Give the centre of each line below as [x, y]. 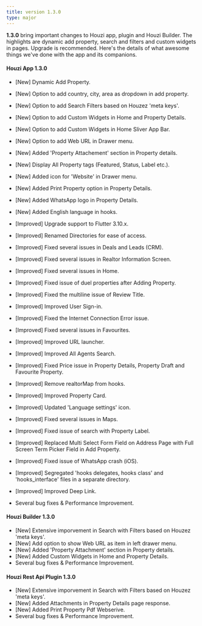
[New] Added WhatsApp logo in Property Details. [77, 200]
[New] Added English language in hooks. [66, 212]
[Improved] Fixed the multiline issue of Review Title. [80, 294]
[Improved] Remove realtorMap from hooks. [70, 383]
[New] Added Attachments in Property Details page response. [92, 603]
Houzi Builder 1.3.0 [31, 517]
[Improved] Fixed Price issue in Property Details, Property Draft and [100, 365]
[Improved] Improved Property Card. [61, 395]
